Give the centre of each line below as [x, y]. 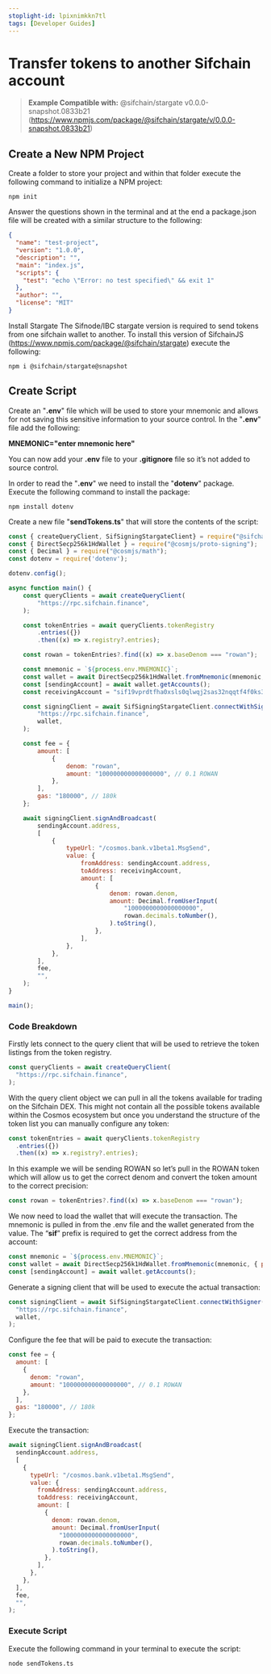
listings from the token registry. [60, 1053]
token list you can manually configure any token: [89, 1123]
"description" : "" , [48, 258]
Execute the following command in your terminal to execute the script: [125, 1648]
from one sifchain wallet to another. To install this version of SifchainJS [126, 334]
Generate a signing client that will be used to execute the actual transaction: [134, 1287]
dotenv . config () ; [38, 574]
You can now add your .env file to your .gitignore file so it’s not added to [129, 459]
